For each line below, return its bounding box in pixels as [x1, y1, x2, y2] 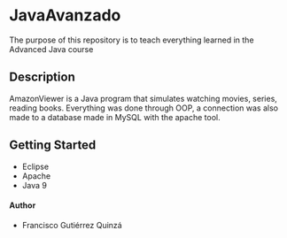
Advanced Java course [9, 43, 94, 54]
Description [9, 70, 75, 85]
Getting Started [9, 138, 97, 153]
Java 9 [21, 180, 47, 190]
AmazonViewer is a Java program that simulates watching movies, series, [9, 93, 277, 104]
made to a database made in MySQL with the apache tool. [9, 111, 221, 122]
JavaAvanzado [9, 5, 121, 26]
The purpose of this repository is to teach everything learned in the [9, 35, 254, 45]
